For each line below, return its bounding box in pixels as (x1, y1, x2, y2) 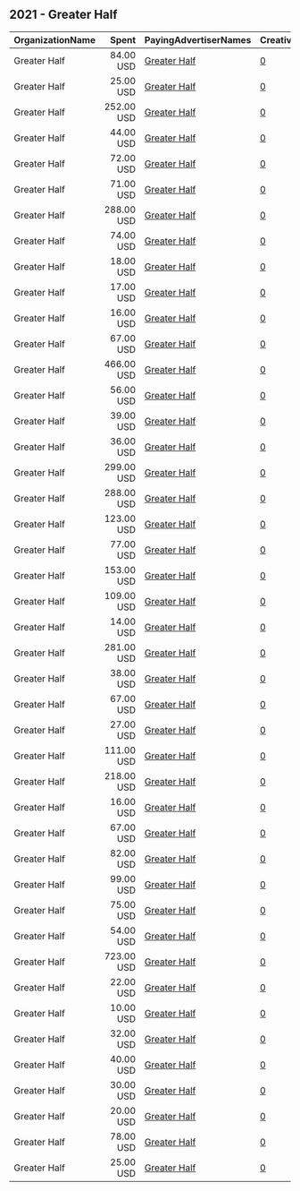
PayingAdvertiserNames (144, 33, 252, 46)
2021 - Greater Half (9, 7, 118, 22)
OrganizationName (13, 33, 96, 46)
